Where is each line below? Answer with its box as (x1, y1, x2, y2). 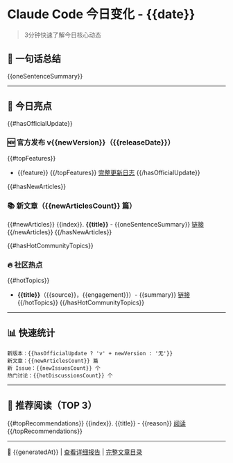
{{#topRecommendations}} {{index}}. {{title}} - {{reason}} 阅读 (7, 419, 186, 428)
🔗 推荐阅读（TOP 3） (7, 399, 97, 411)
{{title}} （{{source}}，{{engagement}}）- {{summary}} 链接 (17, 291, 191, 299)
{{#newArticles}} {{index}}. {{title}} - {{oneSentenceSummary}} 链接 (7, 220, 205, 229)
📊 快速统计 (7, 327, 55, 339)
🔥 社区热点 (7, 260, 43, 270)
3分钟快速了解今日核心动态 (24, 31, 102, 39)
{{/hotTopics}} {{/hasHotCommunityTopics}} (17, 298, 144, 307)
